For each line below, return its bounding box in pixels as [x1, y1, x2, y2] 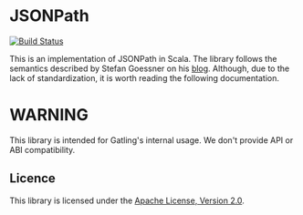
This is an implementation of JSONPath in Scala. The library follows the [9, 53, 277, 64]
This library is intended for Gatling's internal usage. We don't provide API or [9, 134, 294, 146]
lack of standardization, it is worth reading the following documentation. [9, 72, 280, 83]
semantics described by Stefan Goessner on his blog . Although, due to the [9, 63, 290, 74]
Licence [9, 170, 57, 187]
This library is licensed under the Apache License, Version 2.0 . [9, 195, 245, 206]
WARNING [9, 105, 89, 126]
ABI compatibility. [9, 144, 76, 155]
